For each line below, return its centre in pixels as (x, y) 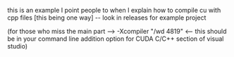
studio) (18, 46)
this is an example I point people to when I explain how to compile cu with (114, 10)
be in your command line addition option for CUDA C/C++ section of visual (116, 39)
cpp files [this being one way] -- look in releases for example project (107, 18)
